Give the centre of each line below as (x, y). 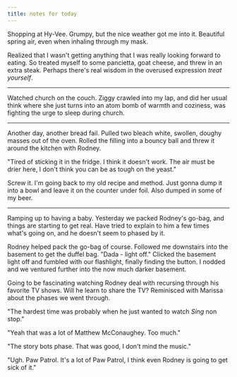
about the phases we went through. (59, 297)
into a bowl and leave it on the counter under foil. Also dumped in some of (115, 190)
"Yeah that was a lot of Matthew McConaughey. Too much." (94, 333)
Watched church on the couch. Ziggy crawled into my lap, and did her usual (117, 98)
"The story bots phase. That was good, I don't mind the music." (99, 346)
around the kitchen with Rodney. (54, 148)
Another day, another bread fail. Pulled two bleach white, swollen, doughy (115, 133)
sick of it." (22, 367)
